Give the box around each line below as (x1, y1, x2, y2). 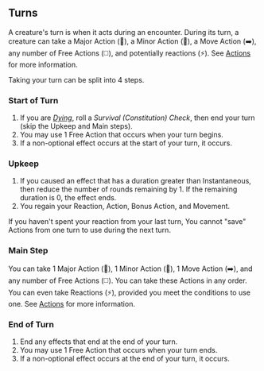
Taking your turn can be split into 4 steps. (8, 75, 145, 84)
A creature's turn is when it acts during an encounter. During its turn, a (8, 27, 239, 37)
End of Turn (8, 319, 54, 330)
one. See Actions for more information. (8, 299, 135, 308)
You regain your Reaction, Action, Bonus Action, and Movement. (19, 202, 231, 211)
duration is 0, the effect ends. (19, 193, 117, 203)
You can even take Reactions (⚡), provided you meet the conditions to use (8, 288, 250, 297)
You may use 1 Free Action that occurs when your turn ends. (19, 346, 218, 354)
